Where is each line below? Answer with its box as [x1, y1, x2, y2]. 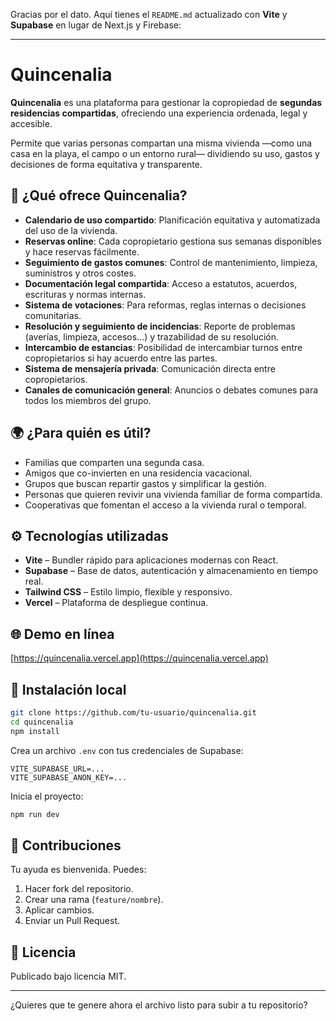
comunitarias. [24, 309, 82, 321]
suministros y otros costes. [24, 267, 137, 279]
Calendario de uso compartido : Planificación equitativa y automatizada [24, 214, 321, 226]
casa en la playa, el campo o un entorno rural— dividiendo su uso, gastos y [10, 147, 320, 159]
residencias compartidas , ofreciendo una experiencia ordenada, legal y [10, 107, 308, 119]
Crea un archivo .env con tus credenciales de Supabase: [10, 744, 244, 756]
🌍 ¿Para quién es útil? [10, 425, 152, 442]
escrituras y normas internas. [24, 288, 147, 300]
